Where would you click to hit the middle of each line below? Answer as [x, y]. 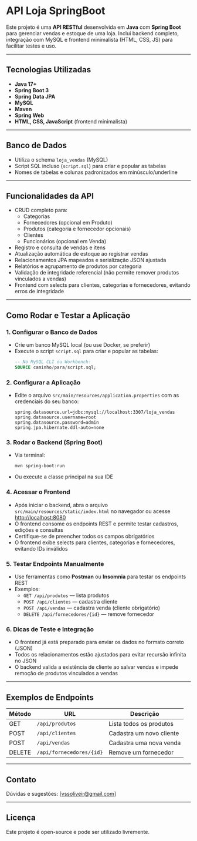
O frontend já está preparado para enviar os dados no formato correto [99, 642]
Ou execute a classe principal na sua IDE [64, 477]
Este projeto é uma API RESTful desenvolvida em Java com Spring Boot [94, 27]
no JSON [26, 661]
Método [20, 714]
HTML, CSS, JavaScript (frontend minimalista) [71, 121]
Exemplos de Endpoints [50, 697]
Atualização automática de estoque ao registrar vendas [81, 254]
